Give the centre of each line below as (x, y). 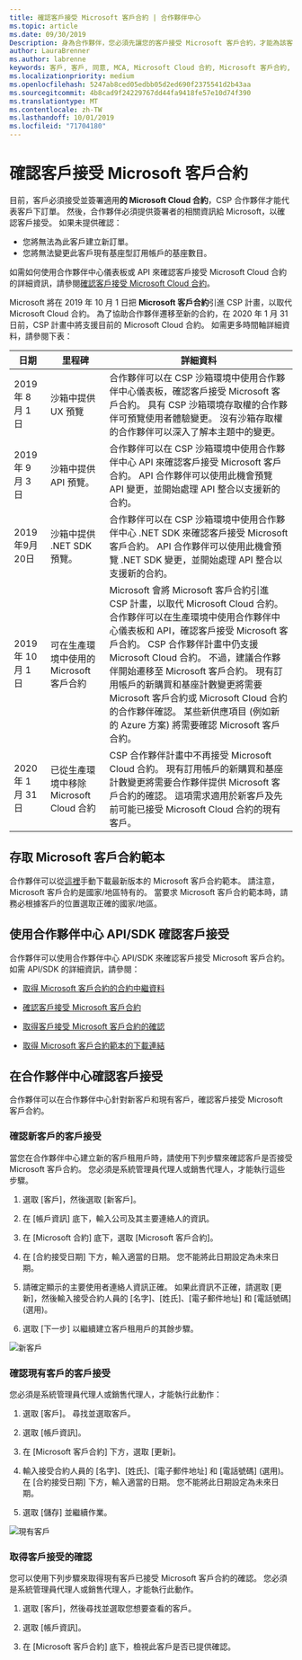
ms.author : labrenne (48, 59)
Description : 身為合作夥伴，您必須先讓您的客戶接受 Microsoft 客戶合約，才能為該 (148, 43)
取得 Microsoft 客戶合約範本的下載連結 (93, 1045)
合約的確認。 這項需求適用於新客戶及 (196, 795)
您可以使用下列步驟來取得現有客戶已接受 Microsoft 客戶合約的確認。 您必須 (148, 1578)
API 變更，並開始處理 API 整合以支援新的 (195, 489)
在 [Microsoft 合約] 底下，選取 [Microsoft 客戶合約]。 (120, 1238)
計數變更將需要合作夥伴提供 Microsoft (189, 782)
